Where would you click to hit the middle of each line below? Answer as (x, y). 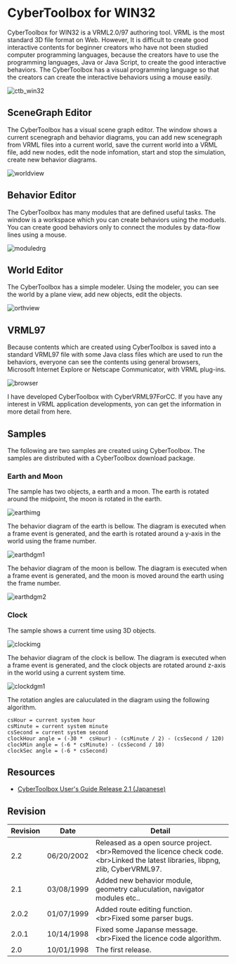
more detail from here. (40, 411)
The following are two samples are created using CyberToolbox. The (106, 450)
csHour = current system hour (52, 720)
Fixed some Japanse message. (147, 930)
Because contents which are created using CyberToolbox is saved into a (112, 347)
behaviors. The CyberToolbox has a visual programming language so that (113, 70)
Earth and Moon (35, 476)
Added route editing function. (144, 909)
